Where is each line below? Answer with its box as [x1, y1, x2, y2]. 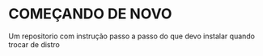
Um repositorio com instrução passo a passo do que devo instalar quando [8, 31, 256, 41]
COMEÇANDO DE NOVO [8, 5, 172, 23]
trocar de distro [8, 39, 61, 49]
